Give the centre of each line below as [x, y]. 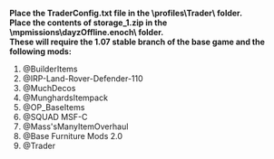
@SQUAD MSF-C [55, 117]
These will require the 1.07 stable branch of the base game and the [137, 42]
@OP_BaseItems [54, 107]
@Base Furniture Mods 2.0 [73, 136]
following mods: [41, 51]
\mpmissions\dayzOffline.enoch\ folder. [87, 32]
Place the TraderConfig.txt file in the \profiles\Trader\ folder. [126, 13]
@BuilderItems [50, 69]
